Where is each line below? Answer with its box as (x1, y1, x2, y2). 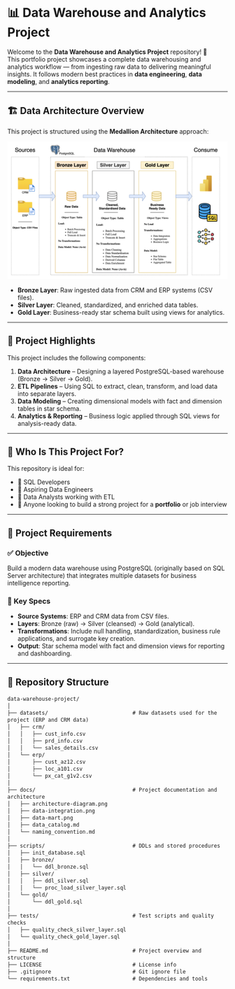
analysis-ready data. (17, 419, 77, 427)
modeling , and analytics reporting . (7, 77, 110, 85)
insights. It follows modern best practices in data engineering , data (7, 70, 203, 78)
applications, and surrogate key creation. (17, 634, 136, 643)
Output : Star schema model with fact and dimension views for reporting (17, 642, 225, 650)
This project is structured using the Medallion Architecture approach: (7, 127, 209, 136)
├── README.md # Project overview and (7, 948, 201, 955)
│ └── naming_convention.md (7, 829, 96, 836)
